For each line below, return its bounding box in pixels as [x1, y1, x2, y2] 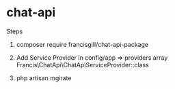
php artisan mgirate [16, 73, 72, 82]
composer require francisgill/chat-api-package [16, 40, 148, 48]
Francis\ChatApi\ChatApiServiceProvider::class [16, 60, 149, 69]
